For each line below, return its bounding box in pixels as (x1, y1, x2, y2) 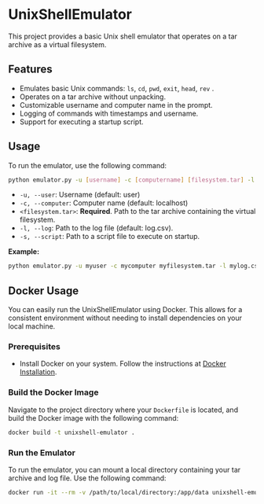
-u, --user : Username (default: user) (19, 190, 141, 200)
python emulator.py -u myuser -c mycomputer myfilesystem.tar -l (8, 262, 226, 270)
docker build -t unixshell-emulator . (8, 429, 135, 436)
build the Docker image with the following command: (8, 413, 179, 422)
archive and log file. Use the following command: (8, 473, 167, 483)
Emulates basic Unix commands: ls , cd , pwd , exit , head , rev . (19, 83, 214, 93)
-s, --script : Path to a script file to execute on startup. (19, 232, 200, 241)
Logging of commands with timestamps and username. (19, 109, 199, 118)
